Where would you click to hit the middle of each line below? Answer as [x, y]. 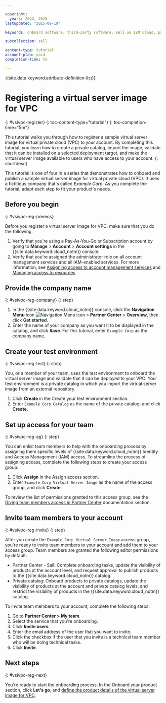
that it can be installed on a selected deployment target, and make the [76, 153]
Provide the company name [48, 288]
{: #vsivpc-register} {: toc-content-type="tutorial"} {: [59, 122]
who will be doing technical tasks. [47, 642]
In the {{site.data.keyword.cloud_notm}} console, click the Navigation [83, 310]
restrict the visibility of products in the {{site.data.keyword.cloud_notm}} [86, 591]
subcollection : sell [26, 41]
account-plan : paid [25, 55]
